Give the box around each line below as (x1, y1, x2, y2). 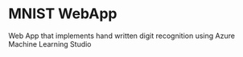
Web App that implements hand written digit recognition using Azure (8, 31, 236, 40)
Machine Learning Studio (8, 39, 92, 48)
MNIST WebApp (8, 5, 117, 23)
